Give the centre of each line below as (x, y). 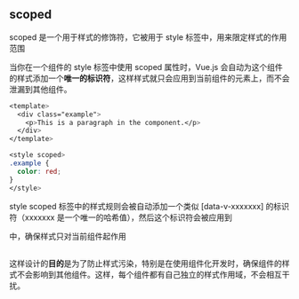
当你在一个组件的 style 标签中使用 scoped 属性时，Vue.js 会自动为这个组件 (146, 67)
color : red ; (40, 171)
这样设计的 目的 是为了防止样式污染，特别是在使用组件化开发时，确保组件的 (145, 263)
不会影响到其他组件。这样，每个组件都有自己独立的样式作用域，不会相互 (149, 274)
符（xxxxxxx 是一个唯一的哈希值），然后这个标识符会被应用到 (121, 217)
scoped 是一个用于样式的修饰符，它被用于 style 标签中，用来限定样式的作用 (148, 37)
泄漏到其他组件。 (40, 89)
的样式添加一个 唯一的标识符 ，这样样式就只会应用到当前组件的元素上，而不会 (149, 78)
